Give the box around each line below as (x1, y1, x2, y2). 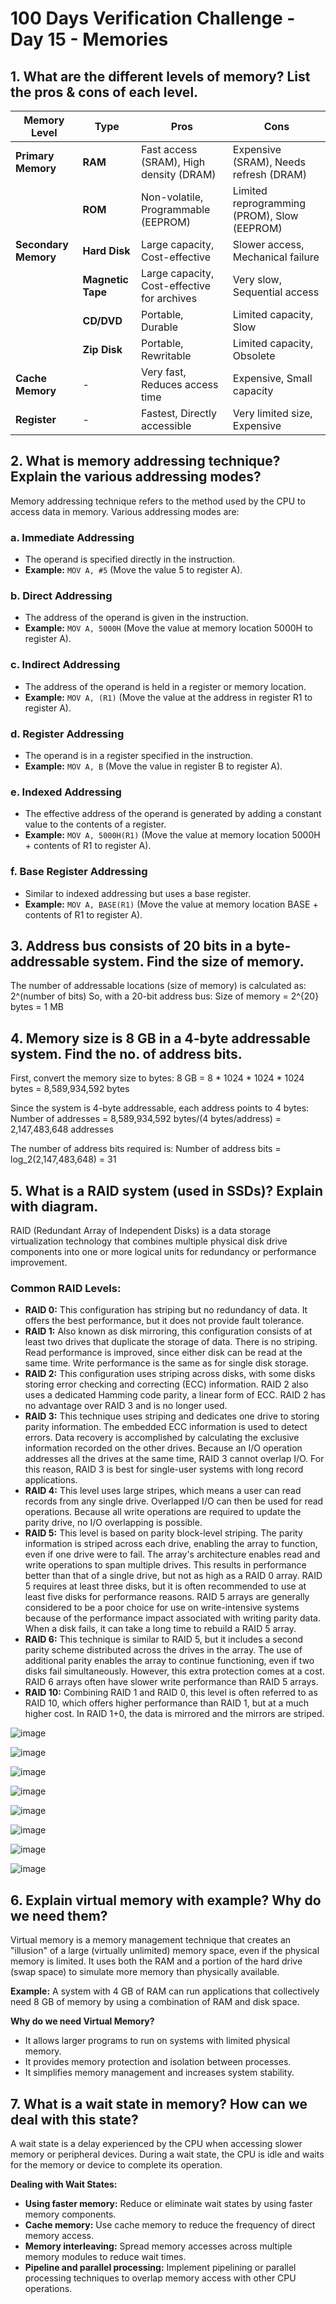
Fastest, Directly (141, 407, 218, 420)
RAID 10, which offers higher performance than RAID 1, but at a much (24, 1697, 310, 1709)
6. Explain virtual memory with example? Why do (10, 1892, 322, 1909)
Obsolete (232, 349, 276, 362)
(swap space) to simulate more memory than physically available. (10, 1966, 280, 1978)
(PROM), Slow (232, 209, 299, 222)
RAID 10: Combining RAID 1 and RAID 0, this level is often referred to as (24, 1687, 318, 1699)
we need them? (10, 1907, 108, 1924)
